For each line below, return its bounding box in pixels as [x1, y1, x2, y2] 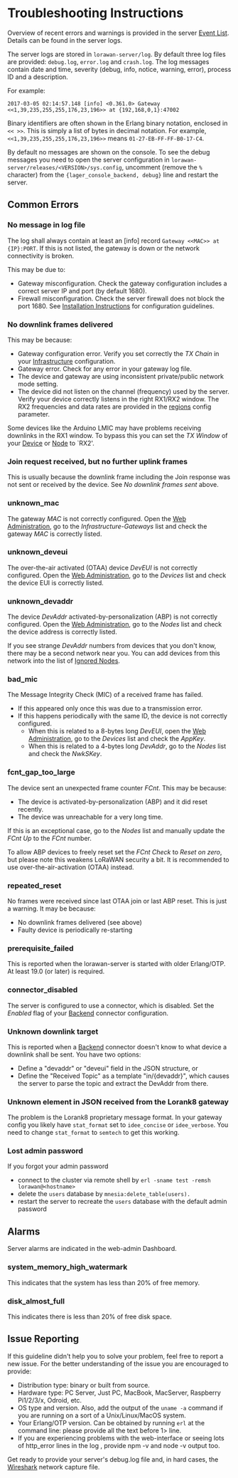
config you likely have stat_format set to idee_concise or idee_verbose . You [7, 1121, 229, 1129]
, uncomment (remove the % [121, 162, 202, 172]
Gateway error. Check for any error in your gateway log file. [17, 365, 192, 373]
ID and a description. [7, 73, 69, 81]
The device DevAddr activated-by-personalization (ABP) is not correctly [7, 612, 218, 621]
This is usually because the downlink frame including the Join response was [7, 473, 231, 481]
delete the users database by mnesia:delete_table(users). [17, 1190, 190, 1198]
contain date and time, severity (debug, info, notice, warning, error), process [7, 65, 232, 73]
